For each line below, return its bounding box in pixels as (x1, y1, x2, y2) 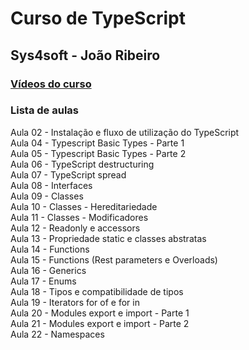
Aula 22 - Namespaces (10, 328, 105, 340)
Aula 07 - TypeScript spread (10, 168, 127, 181)
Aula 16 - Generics (10, 264, 87, 276)
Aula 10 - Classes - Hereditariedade (10, 200, 158, 212)
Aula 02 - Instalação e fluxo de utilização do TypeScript (10, 126, 240, 138)
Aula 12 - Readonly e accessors (10, 222, 141, 234)
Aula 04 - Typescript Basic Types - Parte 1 (10, 137, 185, 149)
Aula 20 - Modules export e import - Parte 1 (10, 307, 190, 319)
